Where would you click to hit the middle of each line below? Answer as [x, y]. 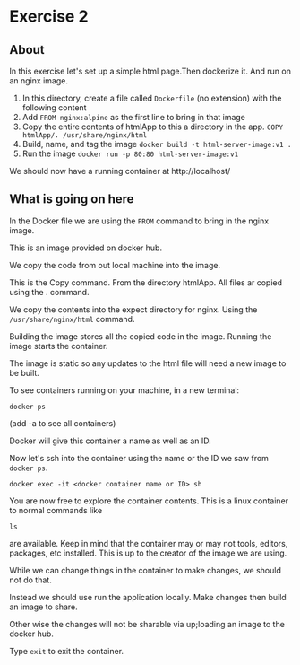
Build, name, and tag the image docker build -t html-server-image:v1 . [157, 144]
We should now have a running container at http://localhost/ [120, 171]
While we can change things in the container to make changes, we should [146, 570]
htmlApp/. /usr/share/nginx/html [85, 136]
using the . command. [49, 292]
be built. [25, 372]
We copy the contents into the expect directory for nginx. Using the [133, 309]
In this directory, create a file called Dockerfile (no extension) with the [152, 98]
